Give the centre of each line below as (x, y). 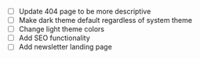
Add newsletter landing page (65, 47)
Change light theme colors (62, 29)
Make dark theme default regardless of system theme (105, 20)
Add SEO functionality (55, 38)
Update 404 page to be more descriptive (85, 11)
